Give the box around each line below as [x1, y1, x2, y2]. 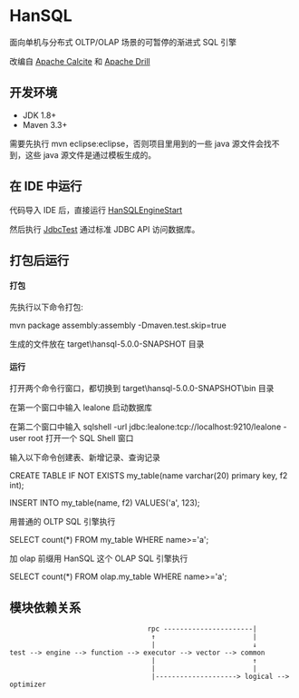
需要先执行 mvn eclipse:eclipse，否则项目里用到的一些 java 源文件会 [9, 138, 265, 149]
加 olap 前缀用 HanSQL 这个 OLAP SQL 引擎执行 [9, 553, 188, 564]
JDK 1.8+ [22, 110, 57, 121]
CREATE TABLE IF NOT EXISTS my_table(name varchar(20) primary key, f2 [9, 470, 288, 481]
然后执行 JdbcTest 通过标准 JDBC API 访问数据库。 [9, 223, 200, 234]
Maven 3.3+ [22, 119, 68, 130]
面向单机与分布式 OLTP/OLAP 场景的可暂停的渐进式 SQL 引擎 [9, 36, 237, 47]
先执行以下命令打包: [9, 301, 84, 313]
